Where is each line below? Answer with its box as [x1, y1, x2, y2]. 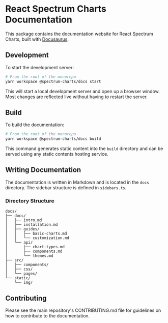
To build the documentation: [5, 122, 65, 128]
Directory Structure [5, 197, 54, 204]
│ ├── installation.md [5, 222, 58, 227]
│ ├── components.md [5, 249, 63, 254]
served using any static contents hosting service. [5, 151, 108, 157]
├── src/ [5, 258, 24, 263]
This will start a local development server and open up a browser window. [5, 88, 160, 94]
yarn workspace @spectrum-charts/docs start [5, 79, 101, 84]
